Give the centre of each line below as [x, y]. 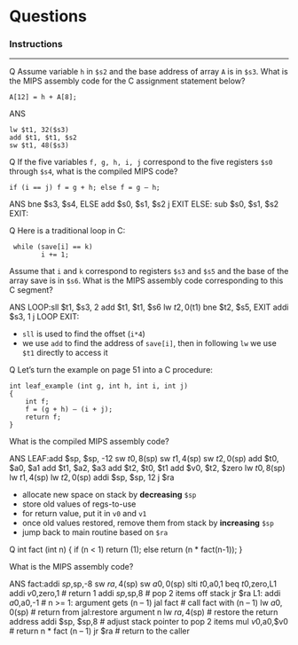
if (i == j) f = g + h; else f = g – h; [85, 188]
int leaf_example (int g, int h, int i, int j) [99, 386]
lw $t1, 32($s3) [39, 130]
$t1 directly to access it [65, 353]
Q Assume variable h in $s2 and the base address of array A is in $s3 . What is [149, 72]
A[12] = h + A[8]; [43, 98]
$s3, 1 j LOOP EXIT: [44, 317]
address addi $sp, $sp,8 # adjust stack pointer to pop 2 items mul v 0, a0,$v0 [149, 622]
